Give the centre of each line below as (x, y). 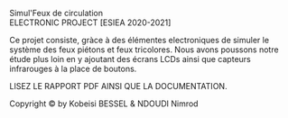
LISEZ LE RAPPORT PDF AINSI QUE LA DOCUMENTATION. (118, 86)
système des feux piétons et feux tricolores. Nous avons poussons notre (144, 50)
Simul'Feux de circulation (56, 13)
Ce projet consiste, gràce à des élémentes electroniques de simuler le (139, 40)
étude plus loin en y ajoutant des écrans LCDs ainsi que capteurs (130, 59)
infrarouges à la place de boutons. (73, 68)
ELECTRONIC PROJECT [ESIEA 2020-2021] (90, 23)
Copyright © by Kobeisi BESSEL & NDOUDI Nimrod (104, 104)
